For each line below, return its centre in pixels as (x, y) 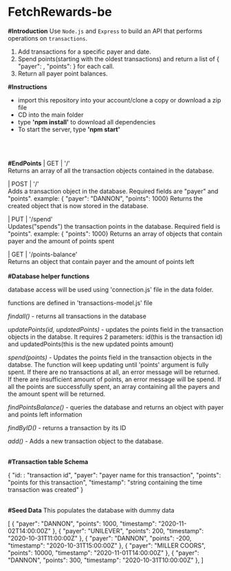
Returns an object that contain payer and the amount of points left (101, 261)
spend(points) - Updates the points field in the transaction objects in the (110, 357)
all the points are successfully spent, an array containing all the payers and (114, 386)
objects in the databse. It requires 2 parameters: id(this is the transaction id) (115, 337)
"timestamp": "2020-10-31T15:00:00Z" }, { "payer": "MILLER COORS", (107, 545)
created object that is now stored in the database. (78, 205)
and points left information (45, 414)
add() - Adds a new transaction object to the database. (86, 441)
